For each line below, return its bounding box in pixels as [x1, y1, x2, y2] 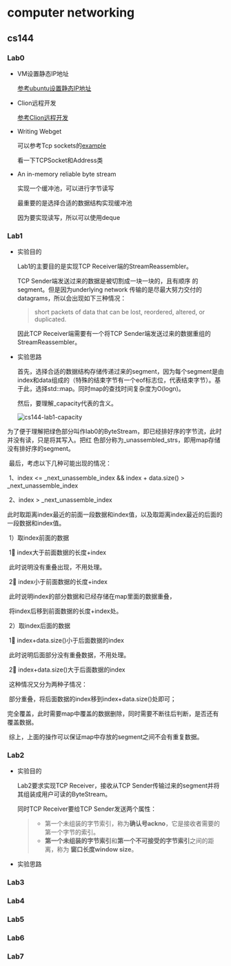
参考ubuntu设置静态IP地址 [17, 84, 92, 92]
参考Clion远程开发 [17, 113, 69, 121]
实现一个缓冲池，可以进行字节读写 [17, 184, 114, 192]
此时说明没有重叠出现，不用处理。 [8, 563, 106, 572]
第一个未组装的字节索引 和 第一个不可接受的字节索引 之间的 [44, 836, 208, 845]
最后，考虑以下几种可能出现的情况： [8, 459, 112, 467]
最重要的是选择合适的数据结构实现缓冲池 [17, 199, 132, 207]
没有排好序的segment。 [7, 445, 74, 453]
